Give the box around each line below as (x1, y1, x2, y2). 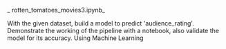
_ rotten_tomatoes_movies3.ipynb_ (7, 6, 106, 14)
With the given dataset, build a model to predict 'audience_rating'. (7, 19, 195, 27)
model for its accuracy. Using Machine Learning (7, 34, 144, 42)
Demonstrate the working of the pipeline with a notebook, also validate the (7, 27, 220, 35)
